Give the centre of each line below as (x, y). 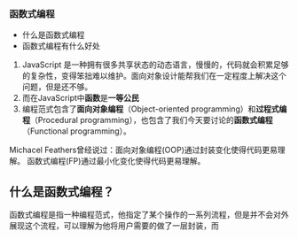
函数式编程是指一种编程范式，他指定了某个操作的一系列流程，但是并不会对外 (149, 215)
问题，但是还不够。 (57, 87)
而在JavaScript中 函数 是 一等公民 (81, 98)
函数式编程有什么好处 (61, 46)
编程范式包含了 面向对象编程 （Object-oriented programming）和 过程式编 (154, 109)
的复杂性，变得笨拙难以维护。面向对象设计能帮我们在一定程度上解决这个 (154, 76)
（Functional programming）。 (76, 131)
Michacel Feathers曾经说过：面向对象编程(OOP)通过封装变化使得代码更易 (143, 150)
